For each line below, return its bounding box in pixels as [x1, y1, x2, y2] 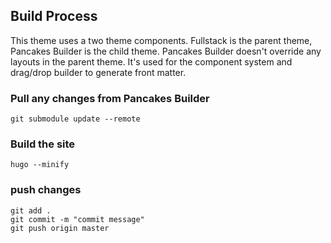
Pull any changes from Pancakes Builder [10, 91, 210, 105]
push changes [10, 183, 82, 197]
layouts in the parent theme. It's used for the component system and [10, 55, 293, 68]
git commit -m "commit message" [10, 214, 145, 224]
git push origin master [10, 223, 110, 233]
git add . [10, 205, 52, 216]
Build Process [10, 8, 98, 25]
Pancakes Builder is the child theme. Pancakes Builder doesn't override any [10, 45, 322, 57]
